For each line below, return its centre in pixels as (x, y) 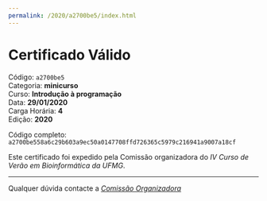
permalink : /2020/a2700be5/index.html (72, 15)
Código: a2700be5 (37, 77)
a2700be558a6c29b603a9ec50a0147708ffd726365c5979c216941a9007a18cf (122, 142)
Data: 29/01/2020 (38, 102)
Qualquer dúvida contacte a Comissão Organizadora (95, 188)
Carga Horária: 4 (36, 110)
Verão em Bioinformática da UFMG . (67, 165)
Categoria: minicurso (43, 85)
